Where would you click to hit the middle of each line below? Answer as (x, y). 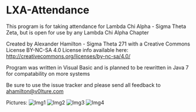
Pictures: (17, 102)
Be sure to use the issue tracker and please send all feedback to (83, 85)
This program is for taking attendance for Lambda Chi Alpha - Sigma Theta (96, 26)
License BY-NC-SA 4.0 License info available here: (67, 50)
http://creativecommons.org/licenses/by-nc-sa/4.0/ (68, 56)
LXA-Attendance (48, 10)
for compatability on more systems (48, 73)
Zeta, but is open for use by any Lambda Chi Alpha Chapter (78, 32)
